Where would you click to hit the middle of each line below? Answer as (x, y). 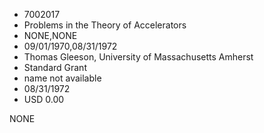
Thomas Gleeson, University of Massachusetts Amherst (138, 57)
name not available (62, 78)
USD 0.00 (44, 99)
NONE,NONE (50, 35)
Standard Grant (55, 67)
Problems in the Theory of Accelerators (105, 25)
